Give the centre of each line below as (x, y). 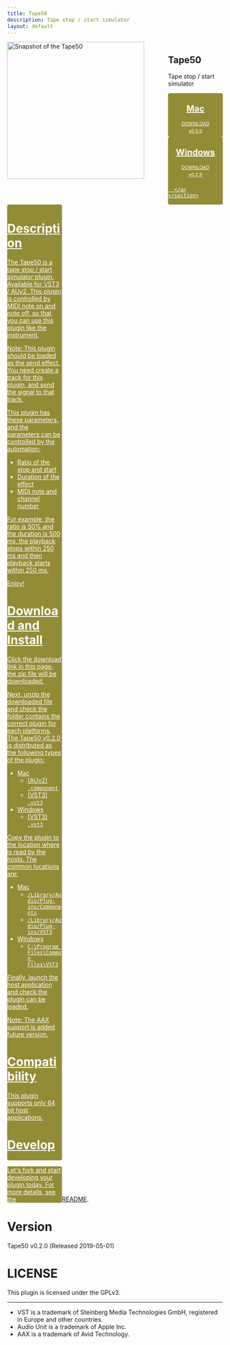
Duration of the (38, 477)
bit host (18, 1110)
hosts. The (22, 859)
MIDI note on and (31, 306)
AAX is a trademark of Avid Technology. (73, 1334)
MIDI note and (37, 491)
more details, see (31, 1192)
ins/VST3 (40, 933)
